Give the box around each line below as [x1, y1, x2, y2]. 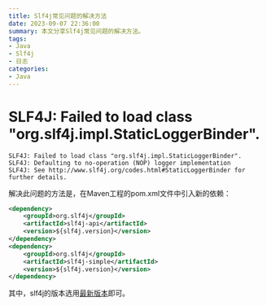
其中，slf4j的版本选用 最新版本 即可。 [8, 288, 130, 298]
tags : [8, 34, 27, 43]
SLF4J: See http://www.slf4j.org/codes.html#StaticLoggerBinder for [8, 166, 246, 174]
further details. [8, 173, 68, 181]
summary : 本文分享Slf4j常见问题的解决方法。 [8, 27, 145, 35]
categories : [8, 65, 49, 73]
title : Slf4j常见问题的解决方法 [8, 11, 107, 20]
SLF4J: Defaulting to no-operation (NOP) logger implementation [8, 159, 231, 167]
